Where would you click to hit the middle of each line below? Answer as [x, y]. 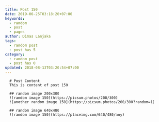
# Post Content [25, 81]
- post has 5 [23, 50]
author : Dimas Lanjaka [28, 37]
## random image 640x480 [34, 110]
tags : [10, 41]
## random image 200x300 [34, 94]
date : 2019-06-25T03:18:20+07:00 [39, 14]
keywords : [15, 18]
